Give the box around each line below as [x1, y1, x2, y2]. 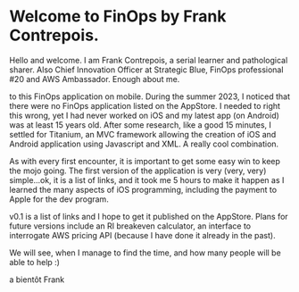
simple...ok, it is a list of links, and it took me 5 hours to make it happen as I [9, 174, 285, 185]
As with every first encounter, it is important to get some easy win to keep [9, 155, 281, 166]
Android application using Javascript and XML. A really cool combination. [9, 138, 279, 149]
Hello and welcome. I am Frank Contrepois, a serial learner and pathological [9, 54, 288, 65]
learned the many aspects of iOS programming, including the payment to [9, 184, 278, 195]
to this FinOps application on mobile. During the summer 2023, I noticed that [9, 91, 291, 102]
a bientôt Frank [9, 274, 65, 285]
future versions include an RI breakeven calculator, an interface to [9, 221, 252, 231]
